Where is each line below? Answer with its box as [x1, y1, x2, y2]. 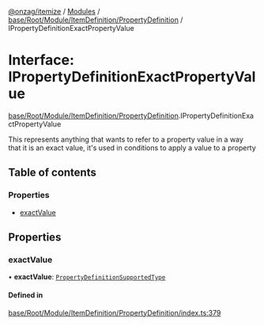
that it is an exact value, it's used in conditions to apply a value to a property [8, 142, 257, 153]
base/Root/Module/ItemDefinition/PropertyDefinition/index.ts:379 [8, 308, 221, 317]
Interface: [8, 51, 75, 70]
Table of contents [8, 166, 96, 180]
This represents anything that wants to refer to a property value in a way [8, 134, 243, 144]
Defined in [8, 290, 43, 300]
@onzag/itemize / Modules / [8, 7, 100, 16]
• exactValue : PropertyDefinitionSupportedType [8, 272, 166, 282]
